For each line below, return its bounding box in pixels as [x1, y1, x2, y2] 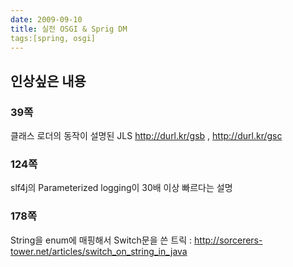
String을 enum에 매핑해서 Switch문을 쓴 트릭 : [10, 234, 193, 246]
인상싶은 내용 [10, 72, 87, 90]
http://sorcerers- [194, 234, 263, 246]
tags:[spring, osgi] [10, 33, 97, 43]
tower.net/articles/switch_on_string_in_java [10, 245, 188, 257]
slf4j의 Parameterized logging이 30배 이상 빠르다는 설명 [10, 182, 233, 194]
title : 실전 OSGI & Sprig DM [10, 24, 128, 34]
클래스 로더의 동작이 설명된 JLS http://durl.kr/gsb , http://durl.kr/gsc [10, 130, 283, 142]
